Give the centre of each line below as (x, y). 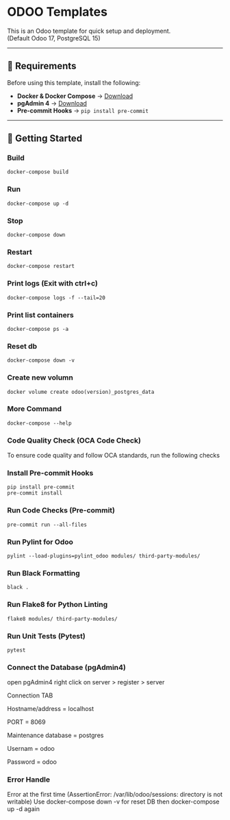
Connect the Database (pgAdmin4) (67, 667)
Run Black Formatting (43, 573)
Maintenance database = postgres (55, 735)
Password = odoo (32, 762)
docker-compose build (38, 172)
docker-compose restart (41, 266)
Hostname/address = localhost (51, 709)
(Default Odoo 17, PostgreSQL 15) (54, 38)
